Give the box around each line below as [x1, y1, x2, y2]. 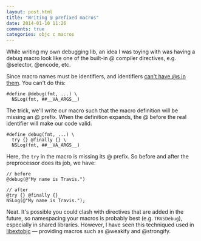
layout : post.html [6, 8, 53, 15]
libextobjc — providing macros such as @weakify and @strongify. [6, 228, 171, 235]
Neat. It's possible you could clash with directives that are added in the [6, 208, 184, 216]
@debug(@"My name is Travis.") [6, 177, 86, 183]
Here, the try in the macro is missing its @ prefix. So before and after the [6, 153, 189, 160]
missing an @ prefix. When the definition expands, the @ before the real [6, 114, 187, 121]
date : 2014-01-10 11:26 [6, 20, 67, 26]
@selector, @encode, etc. [6, 61, 71, 69]
